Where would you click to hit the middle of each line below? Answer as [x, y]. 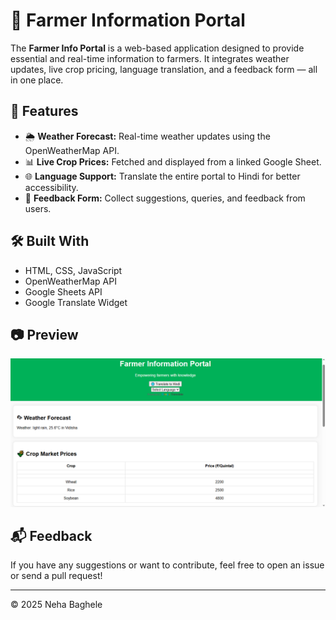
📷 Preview [44, 334]
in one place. [37, 80]
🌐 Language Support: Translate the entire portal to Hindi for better [162, 176]
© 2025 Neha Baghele [56, 605]
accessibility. [51, 187]
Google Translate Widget [76, 302]
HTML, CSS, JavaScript [73, 270]
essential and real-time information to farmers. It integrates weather [150, 58]
